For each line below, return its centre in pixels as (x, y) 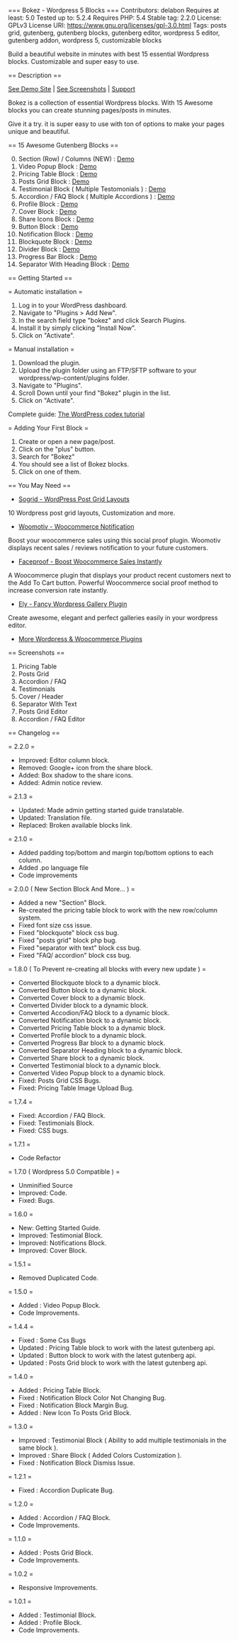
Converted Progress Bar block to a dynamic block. (92, 1043)
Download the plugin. (49, 363)
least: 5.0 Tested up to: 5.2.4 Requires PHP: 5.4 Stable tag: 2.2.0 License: (115, 18)
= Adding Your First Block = (49, 428)
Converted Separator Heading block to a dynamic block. (100, 1050)
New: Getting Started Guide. (59, 1228)
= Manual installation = (41, 349)
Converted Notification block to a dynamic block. (90, 1020)
